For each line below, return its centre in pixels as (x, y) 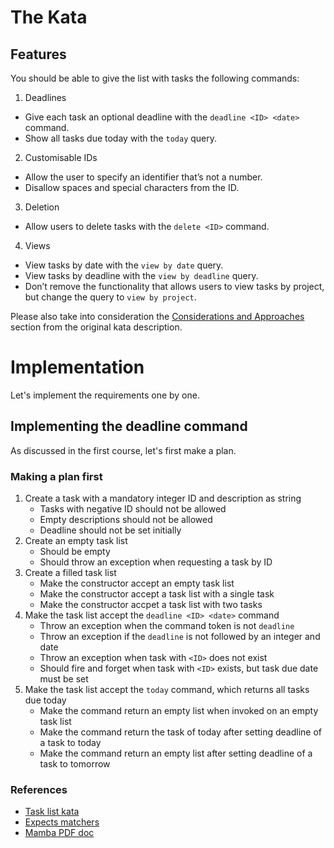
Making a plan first (56, 476)
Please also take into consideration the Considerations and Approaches (157, 316)
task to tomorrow (75, 764)
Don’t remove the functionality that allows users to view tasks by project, (174, 286)
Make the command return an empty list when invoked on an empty (179, 711)
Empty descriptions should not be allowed (126, 520)
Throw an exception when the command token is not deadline (167, 626)
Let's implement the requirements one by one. (105, 395)
